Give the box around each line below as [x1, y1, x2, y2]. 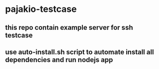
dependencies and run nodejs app [5, 56, 113, 64]
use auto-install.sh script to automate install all [5, 48, 154, 56]
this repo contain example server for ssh [5, 23, 133, 32]
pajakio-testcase [5, 3, 77, 15]
